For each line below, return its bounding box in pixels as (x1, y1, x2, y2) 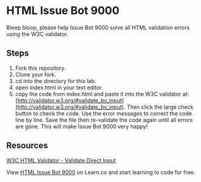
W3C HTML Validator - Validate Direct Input (6, 156, 116, 164)
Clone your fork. (15, 71, 57, 78)
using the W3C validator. (6, 30, 68, 37)
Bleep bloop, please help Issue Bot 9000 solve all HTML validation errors (6, 24, 190, 31)
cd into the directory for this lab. (15, 77, 97, 84)
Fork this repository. (15, 64, 66, 71)
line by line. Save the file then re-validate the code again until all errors (15, 116, 193, 123)
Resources (6, 140, 48, 151)
